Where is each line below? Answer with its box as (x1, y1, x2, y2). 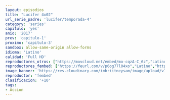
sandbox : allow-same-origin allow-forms (5, 45, 92, 50)
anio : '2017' (5, 31, 33, 36)
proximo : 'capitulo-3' (5, 40, 53, 45)
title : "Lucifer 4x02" (5, 12, 53, 17)
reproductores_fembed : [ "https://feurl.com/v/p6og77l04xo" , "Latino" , (5, 64, 155, 69)
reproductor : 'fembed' (5, 73, 53, 78)
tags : (5, 82, 17, 87)
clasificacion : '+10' (5, 78, 51, 83)
